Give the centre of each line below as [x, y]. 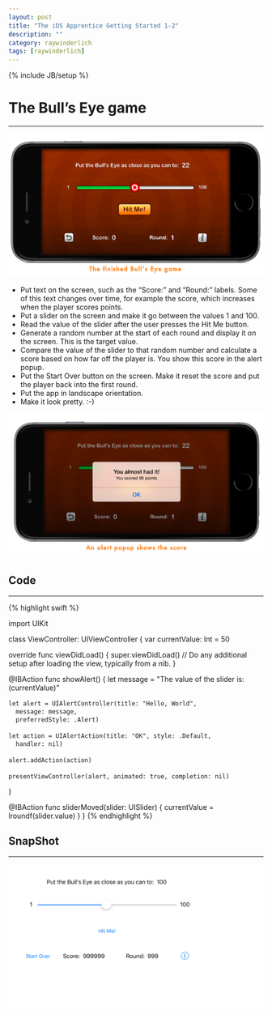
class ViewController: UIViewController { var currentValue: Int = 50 [119, 639]
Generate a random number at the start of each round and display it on [138, 333]
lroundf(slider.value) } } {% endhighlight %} [81, 816]
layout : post [30, 17]
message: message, [47, 712]
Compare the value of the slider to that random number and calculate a [138, 350]
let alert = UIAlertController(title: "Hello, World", [103, 703]
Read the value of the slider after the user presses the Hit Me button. [134, 325]
